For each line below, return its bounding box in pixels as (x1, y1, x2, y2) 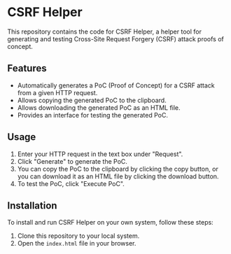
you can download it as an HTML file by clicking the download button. (17, 172, 219, 181)
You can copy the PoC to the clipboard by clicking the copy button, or (17, 164, 218, 173)
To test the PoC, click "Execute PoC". (17, 179, 125, 188)
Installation (7, 199, 57, 211)
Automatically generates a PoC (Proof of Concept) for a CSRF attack (17, 81, 215, 90)
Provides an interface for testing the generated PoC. (17, 111, 169, 119)
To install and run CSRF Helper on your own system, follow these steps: (7, 218, 213, 227)
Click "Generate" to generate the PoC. (17, 157, 128, 165)
